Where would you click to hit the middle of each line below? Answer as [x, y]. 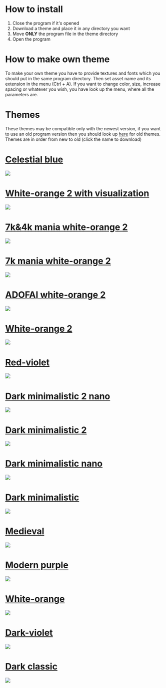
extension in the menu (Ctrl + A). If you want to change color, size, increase [83, 84]
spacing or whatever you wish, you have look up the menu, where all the [80, 89]
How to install [34, 9]
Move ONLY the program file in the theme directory [65, 34]
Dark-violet [29, 633]
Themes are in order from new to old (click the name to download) [73, 139]
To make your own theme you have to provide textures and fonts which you [83, 73]
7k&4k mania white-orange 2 [66, 227]
